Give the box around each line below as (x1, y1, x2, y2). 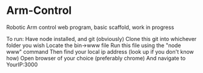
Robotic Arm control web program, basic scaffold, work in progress (6, 24, 175, 31)
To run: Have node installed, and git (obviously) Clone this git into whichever (6, 35, 197, 42)
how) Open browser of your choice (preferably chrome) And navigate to (6, 54, 186, 62)
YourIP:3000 (6, 61, 38, 68)
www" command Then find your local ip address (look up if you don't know (6, 48, 194, 55)
